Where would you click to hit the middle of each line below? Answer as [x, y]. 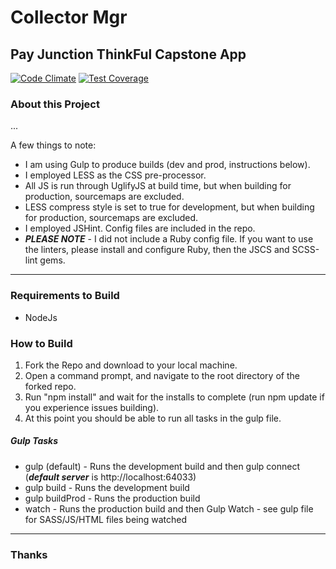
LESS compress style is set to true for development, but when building [169, 207]
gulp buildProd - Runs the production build [112, 498]
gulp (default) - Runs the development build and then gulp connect [162, 466]
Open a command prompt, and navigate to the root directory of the [162, 375]
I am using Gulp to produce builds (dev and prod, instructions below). [167, 165]
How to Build [41, 343]
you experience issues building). [92, 407]
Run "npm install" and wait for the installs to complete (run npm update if [174, 397]
